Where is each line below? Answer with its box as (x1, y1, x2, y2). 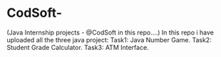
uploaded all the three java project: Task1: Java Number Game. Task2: (6, 35, 212, 44)
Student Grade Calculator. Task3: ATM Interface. (6, 43, 149, 51)
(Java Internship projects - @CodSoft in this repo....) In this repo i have (6, 28, 215, 37)
